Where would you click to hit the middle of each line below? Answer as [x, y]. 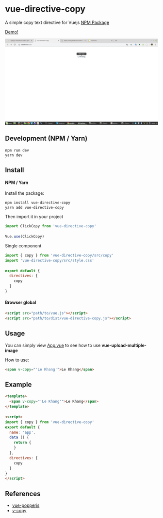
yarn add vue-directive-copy [34, 208]
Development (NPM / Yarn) [46, 139]
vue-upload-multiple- [124, 345]
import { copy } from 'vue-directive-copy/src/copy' [59, 255]
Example [18, 385]
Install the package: [25, 193]
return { [23, 443]
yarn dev [14, 155]
